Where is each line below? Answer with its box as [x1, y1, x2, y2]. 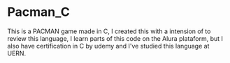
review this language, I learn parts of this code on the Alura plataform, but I [7, 34, 224, 42]
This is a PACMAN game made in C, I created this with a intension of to [7, 27, 211, 35]
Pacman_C [7, 4, 70, 20]
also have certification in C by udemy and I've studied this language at [7, 42, 210, 50]
